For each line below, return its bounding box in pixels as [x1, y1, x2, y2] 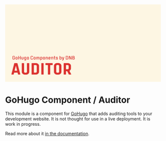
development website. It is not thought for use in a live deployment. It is [5, 115, 151, 122]
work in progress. [5, 121, 41, 127]
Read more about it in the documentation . [5, 130, 90, 137]
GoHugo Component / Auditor [5, 94, 130, 106]
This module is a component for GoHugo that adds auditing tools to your [5, 111, 152, 116]
